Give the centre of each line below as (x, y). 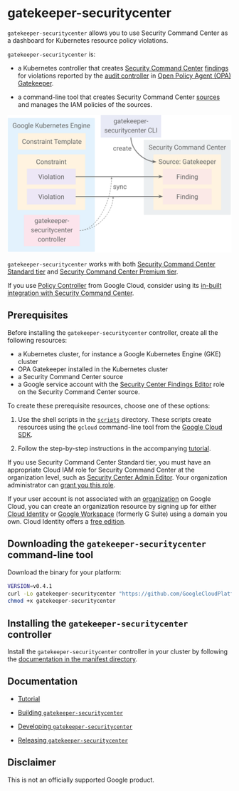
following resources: (37, 340)
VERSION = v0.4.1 (30, 586)
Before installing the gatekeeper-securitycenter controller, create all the (113, 332)
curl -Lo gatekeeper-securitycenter (62, 594)
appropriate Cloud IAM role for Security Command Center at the (101, 470)
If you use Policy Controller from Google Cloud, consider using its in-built (115, 286)
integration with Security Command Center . (71, 293)
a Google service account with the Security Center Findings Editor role (121, 384)
